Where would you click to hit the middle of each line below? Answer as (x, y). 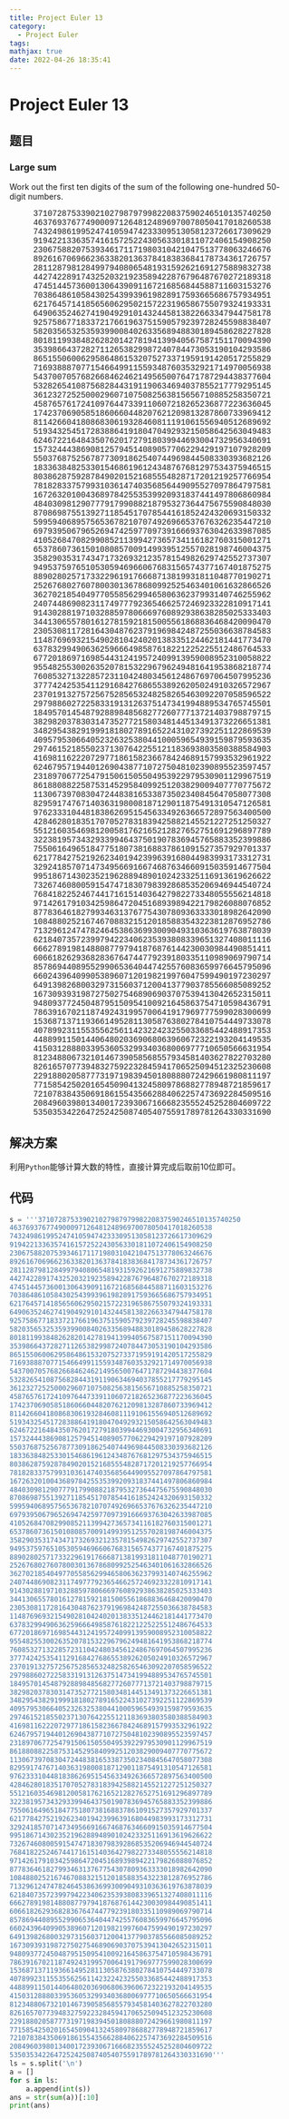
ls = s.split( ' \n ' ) (46, 2064)
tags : (19, 43)
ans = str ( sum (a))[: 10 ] (54, 2097)
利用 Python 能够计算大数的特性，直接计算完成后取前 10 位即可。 (125, 1167)
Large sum (33, 167)
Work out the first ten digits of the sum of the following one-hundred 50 (143, 186)
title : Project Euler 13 (56, 18)
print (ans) (30, 2106)
